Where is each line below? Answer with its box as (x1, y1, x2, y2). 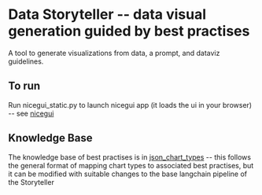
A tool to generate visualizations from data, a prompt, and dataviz (8, 48, 220, 57)
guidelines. (8, 57, 44, 66)
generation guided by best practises (8, 22, 250, 40)
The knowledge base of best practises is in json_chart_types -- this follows (8, 152, 252, 162)
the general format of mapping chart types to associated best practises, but (8, 160, 254, 170)
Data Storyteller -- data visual (8, 6, 207, 24)
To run (8, 79, 41, 93)
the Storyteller (8, 177, 55, 186)
